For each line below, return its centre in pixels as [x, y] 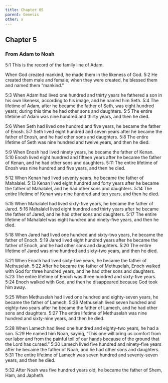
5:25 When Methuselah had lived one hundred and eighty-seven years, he [82, 297]
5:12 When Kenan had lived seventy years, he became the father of [74, 178]
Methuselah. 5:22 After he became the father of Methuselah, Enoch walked [83, 266]
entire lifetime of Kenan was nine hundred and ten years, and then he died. [82, 194]
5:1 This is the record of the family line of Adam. [55, 65]
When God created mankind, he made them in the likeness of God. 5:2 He [81, 75]
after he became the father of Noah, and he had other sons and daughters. [82, 350]
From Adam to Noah [30, 54]
